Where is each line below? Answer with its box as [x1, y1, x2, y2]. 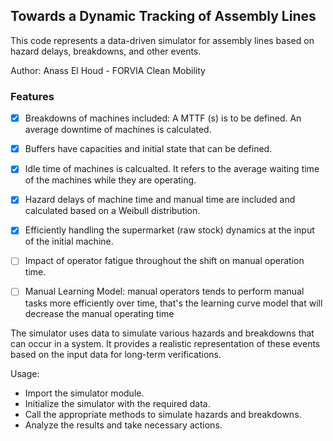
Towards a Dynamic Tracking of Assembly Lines [10, 8, 317, 25]
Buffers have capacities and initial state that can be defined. [24, 143, 273, 155]
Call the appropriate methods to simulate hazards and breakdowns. [24, 408, 302, 420]
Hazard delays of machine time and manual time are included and [24, 194, 296, 206]
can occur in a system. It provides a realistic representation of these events [10, 337, 321, 349]
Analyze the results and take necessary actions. [24, 419, 223, 431]
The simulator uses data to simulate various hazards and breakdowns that [10, 327, 315, 339]
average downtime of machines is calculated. [24, 124, 212, 136]
